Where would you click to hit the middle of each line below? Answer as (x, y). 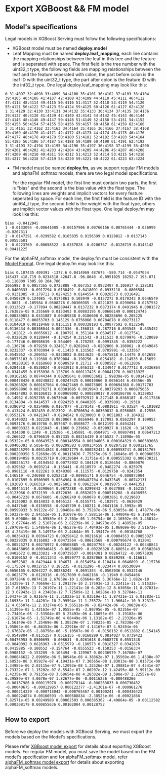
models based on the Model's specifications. (51, 736)
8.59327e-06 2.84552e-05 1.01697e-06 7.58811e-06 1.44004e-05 (70, 514)
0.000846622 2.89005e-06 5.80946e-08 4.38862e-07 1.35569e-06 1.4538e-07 (83, 657)
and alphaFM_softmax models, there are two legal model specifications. (85, 173)
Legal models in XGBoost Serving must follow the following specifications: (81, 39)
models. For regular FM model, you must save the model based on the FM (80, 751)
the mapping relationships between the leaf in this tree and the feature (84, 59)
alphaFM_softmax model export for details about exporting (65, 762)
